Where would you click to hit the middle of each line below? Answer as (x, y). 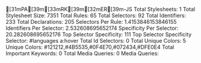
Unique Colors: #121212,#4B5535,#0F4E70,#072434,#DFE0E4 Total (90, 47)
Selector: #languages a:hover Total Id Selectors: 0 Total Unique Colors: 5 (96, 41)
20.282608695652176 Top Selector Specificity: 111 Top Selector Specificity (99, 34)
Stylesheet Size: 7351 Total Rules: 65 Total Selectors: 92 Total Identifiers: (96, 15)
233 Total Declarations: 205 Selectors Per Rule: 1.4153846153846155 (91, 22)
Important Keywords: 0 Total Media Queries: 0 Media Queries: (82, 53)
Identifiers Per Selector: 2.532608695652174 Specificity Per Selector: (92, 28)
